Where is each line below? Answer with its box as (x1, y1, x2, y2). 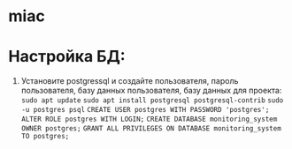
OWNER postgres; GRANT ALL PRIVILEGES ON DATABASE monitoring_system (20, 124, 282, 133)
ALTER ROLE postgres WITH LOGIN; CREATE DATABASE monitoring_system (20, 115, 278, 124)
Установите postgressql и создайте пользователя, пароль (20, 76, 239, 86)
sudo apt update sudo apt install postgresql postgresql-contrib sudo (20, 96, 284, 105)
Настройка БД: (8, 47, 126, 67)
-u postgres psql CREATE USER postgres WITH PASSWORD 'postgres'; (20, 106, 270, 115)
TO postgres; (20, 132, 70, 141)
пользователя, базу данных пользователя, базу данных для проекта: (20, 86, 282, 96)
